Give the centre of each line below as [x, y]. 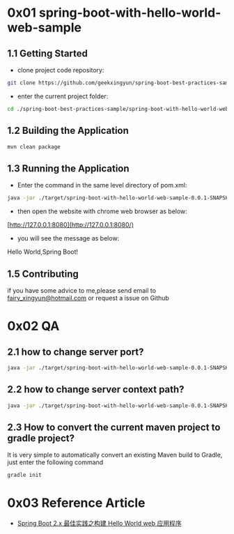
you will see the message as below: [68, 238]
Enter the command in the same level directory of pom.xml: [102, 185]
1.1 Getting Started [48, 53]
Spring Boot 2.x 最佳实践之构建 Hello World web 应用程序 [99, 524]
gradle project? [41, 438]
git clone [22, 83]
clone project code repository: [61, 70]
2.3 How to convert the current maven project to [114, 427]
